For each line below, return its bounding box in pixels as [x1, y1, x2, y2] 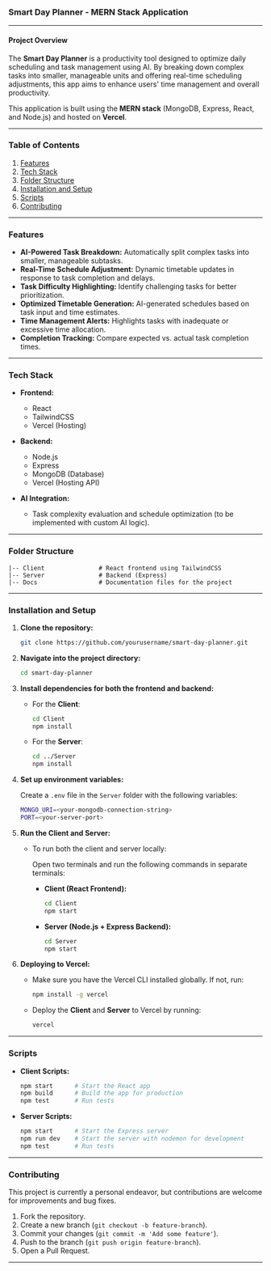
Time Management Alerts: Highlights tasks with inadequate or [19, 316, 229, 326]
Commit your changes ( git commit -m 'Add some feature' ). [19, 1229, 219, 1239]
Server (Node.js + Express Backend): [44, 921, 172, 931]
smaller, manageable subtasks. [19, 256, 123, 265]
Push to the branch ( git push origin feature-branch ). [19, 1237, 202, 1248]
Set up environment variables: [19, 775, 124, 785]
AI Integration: [19, 494, 70, 503]
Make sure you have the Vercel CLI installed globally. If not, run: [31, 975, 244, 985]
